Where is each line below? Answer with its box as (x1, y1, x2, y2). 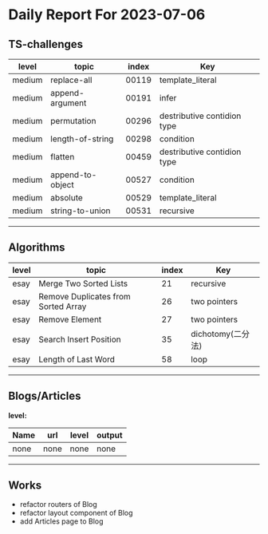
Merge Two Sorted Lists (38, 278, 128, 289)
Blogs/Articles (8, 390, 81, 403)
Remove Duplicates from (38, 291, 132, 302)
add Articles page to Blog (19, 516, 104, 526)
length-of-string (50, 133, 114, 144)
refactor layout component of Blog (19, 508, 133, 518)
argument (50, 97, 87, 109)
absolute (50, 192, 84, 203)
